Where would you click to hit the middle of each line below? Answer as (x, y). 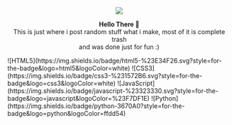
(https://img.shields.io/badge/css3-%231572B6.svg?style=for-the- (105, 76)
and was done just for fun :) (119, 47)
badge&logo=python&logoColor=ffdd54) (67, 113)
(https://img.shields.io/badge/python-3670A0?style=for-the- (96, 106)
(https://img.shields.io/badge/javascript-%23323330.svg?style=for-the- (113, 91)
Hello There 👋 (119, 24)
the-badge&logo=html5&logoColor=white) (69, 68)
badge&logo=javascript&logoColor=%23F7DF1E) (79, 98)
